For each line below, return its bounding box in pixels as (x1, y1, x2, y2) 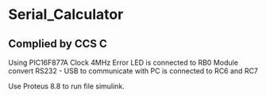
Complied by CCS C (8, 37, 107, 50)
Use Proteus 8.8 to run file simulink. (8, 81, 125, 91)
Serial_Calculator (8, 6, 124, 24)
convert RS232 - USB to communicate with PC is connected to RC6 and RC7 (8, 66, 259, 76)
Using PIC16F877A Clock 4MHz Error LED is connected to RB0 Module (8, 58, 238, 67)
